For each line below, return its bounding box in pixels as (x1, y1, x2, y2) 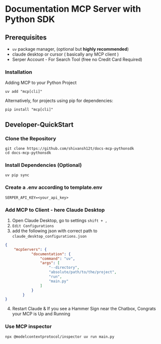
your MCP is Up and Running (12, 311, 71, 317)
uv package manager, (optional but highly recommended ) (12, 46, 129, 52)
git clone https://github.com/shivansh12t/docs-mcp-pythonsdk (5, 146, 134, 151)
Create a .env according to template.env (5, 184, 102, 191)
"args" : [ (40, 261, 60, 265)
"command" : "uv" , (40, 256, 76, 261)
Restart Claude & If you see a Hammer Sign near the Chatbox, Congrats (12, 306, 156, 312)
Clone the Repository (5, 135, 57, 142)
